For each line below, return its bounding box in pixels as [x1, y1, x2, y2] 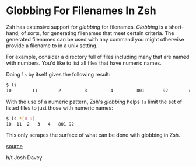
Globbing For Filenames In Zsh [6, 4, 156, 18]
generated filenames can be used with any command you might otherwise [6, 36, 185, 43]
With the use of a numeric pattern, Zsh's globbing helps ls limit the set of [6, 98, 183, 105]
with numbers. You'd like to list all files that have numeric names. [6, 60, 162, 67]
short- [169, 23, 184, 30]
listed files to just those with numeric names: [6, 104, 114, 112]
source [6, 143, 23, 150]
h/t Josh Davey [6, 154, 43, 161]
